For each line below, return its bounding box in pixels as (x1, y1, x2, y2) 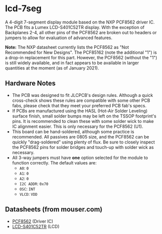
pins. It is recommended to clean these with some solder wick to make (12, 118, 154, 124)
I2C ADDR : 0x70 (19, 181, 49, 187)
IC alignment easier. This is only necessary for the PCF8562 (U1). (12, 123, 143, 129)
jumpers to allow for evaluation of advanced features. (5, 35, 113, 41)
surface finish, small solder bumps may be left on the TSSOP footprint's (12, 113, 157, 119)
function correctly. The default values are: (12, 160, 97, 165)
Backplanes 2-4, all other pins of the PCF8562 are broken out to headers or (5, 29, 157, 35)
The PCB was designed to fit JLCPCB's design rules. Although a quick (12, 92, 153, 98)
